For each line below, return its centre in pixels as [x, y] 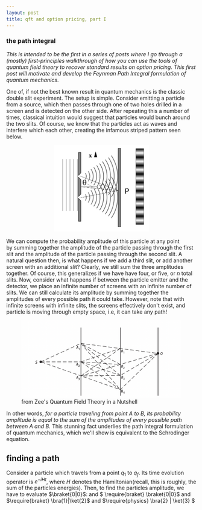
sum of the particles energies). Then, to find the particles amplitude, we [95, 488]
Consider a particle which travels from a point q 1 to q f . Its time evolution [95, 473]
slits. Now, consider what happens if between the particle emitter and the [97, 279]
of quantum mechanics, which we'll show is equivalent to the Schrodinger [98, 433]
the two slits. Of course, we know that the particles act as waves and [92, 123]
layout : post [23, 13]
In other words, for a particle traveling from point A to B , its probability [93, 413]
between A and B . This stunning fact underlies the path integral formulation [100, 427]
